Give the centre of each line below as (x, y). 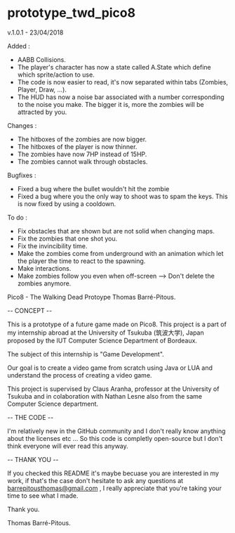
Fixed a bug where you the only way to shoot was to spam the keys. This (122, 196)
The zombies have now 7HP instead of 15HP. (82, 154)
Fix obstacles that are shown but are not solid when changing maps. (116, 231)
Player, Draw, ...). (42, 89)
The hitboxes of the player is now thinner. (77, 146)
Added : (19, 46)
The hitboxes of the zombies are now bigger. (82, 139)
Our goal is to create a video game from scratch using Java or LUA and (110, 368)
